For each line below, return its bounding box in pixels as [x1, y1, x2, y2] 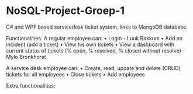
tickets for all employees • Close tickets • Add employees [6, 71, 145, 78]
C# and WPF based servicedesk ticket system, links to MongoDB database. [6, 23, 188, 30]
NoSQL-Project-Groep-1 [6, 4, 125, 18]
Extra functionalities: [6, 82, 56, 89]
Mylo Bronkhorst [6, 53, 46, 60]
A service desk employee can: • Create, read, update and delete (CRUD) [6, 64, 181, 71]
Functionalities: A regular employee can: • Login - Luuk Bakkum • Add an [6, 34, 183, 41]
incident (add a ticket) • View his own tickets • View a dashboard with [6, 41, 175, 48]
